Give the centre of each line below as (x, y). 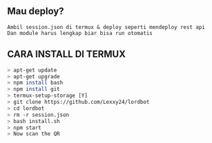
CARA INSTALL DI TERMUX (67, 54)
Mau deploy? (36, 11)
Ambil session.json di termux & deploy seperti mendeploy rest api (106, 27)
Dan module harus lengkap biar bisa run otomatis (80, 33)
